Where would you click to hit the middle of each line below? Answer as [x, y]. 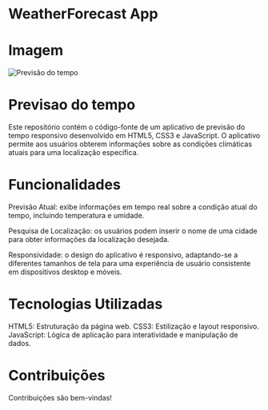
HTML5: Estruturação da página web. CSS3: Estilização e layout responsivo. [134, 326]
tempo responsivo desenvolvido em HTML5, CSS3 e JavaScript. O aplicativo [134, 136]
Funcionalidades [65, 185]
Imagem [36, 51]
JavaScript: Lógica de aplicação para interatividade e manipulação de [123, 334]
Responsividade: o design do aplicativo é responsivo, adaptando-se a [123, 255]
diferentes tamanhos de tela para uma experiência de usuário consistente [130, 263]
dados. [20, 343]
